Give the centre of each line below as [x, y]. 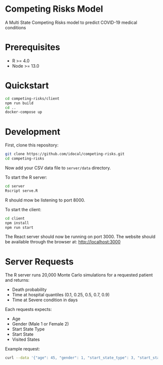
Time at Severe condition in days [45, 300]
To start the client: [23, 209]
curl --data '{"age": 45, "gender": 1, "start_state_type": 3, [70, 358]
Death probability [29, 290]
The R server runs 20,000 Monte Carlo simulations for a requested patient [79, 275]
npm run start [19, 227]
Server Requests [39, 262]
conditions [16, 27]
